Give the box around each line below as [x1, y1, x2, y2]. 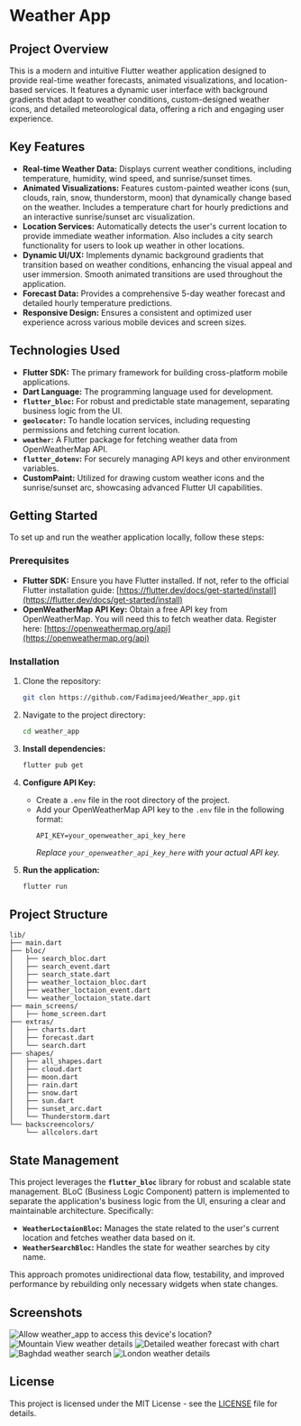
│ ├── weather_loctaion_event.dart [9, 986, 151, 995]
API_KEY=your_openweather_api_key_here [35, 831, 187, 840]
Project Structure [9, 906, 108, 921]
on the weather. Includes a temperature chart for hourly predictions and [22, 201, 289, 212]
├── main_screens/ [9, 1002, 78, 1011]
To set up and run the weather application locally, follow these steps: [9, 532, 265, 542]
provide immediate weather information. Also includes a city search [22, 230, 273, 241]
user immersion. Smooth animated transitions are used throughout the [22, 268, 283, 280]
